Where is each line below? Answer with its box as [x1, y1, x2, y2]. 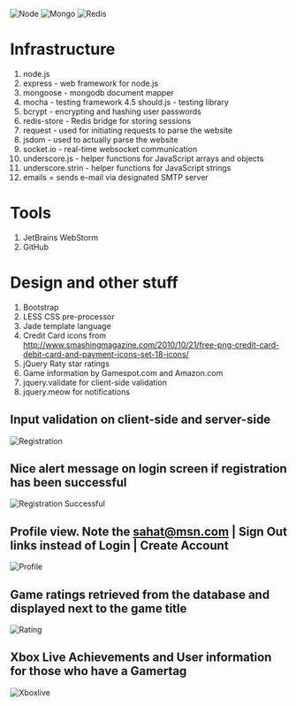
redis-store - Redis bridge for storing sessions [22, 115, 192, 126]
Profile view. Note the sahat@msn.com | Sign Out [10, 524, 288, 539]
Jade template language [22, 320, 111, 331]
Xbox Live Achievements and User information [10, 650, 272, 665]
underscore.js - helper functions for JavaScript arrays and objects [22, 153, 264, 164]
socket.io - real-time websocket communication [22, 143, 198, 154]
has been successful [10, 475, 127, 490]
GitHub [22, 242, 49, 252]
